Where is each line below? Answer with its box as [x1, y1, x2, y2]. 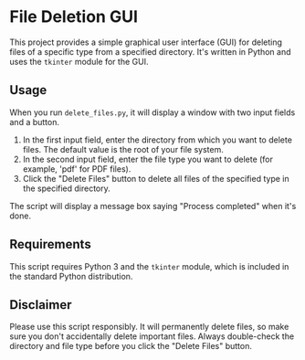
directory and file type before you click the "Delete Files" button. [9, 341, 253, 352]
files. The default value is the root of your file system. [22, 143, 224, 154]
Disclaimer [9, 297, 72, 312]
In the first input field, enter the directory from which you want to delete [22, 134, 292, 145]
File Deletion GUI [9, 6, 139, 27]
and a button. [9, 116, 60, 127]
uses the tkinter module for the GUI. [9, 56, 149, 67]
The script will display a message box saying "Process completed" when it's [9, 200, 297, 211]
